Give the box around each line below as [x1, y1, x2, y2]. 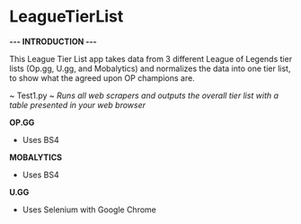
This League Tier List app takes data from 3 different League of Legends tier [9, 53, 293, 64]
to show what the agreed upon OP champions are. [9, 72, 195, 83]
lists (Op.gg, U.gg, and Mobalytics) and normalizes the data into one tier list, [9, 63, 291, 74]
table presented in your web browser [9, 99, 146, 110]
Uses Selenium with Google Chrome [22, 204, 157, 215]
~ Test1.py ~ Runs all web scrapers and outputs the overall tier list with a [9, 90, 279, 101]
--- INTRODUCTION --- [9, 36, 97, 47]
